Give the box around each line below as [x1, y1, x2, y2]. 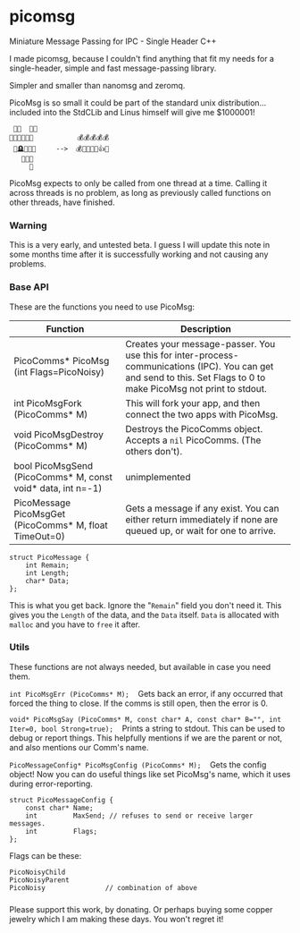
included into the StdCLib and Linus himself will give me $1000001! [9, 106, 255, 117]
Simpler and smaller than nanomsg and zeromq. [9, 80, 186, 90]
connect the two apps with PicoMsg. [124, 408, 279, 420]
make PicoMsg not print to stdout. [124, 382, 268, 394]
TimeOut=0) [13, 530, 65, 542]
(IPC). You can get [196, 360, 274, 372]
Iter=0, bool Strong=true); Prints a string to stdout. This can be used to [9, 723, 286, 734]
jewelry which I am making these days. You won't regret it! [9, 913, 224, 924]
